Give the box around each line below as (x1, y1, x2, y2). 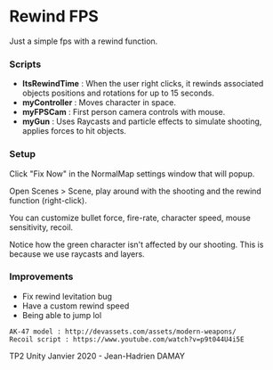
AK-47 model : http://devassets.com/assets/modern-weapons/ (9, 327, 237, 336)
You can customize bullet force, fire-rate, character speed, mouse (9, 212, 251, 223)
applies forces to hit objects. (21, 126, 127, 136)
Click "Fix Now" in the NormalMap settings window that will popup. (9, 168, 255, 179)
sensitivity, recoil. (9, 221, 74, 233)
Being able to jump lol (21, 309, 102, 320)
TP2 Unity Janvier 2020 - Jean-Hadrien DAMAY (9, 350, 185, 361)
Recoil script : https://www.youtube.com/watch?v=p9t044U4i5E (9, 334, 245, 344)
